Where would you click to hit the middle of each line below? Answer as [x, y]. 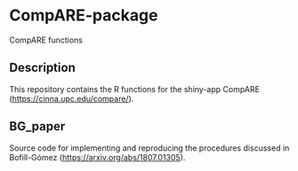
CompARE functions [46, 40]
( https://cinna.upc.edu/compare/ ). [72, 98]
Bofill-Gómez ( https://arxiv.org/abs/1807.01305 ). [97, 157]
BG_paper [37, 126]
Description [42, 68]
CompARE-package [84, 16]
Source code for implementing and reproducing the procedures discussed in [149, 148]
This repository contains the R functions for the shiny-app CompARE [135, 89]
